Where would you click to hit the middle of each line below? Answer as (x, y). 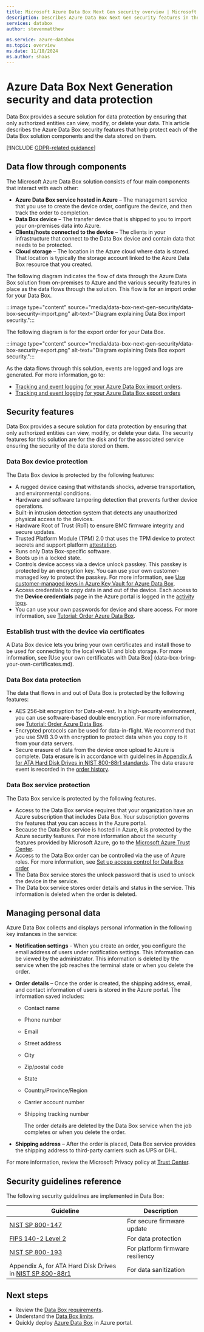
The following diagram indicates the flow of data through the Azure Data (97, 276)
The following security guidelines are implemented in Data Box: (85, 1196)
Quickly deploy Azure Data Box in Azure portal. (74, 1322)
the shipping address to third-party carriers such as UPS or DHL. (96, 1150)
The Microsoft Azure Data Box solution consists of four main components (98, 181)
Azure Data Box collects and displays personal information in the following (99, 927)
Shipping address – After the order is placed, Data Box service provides (105, 1144)
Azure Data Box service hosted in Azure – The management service (101, 200)
